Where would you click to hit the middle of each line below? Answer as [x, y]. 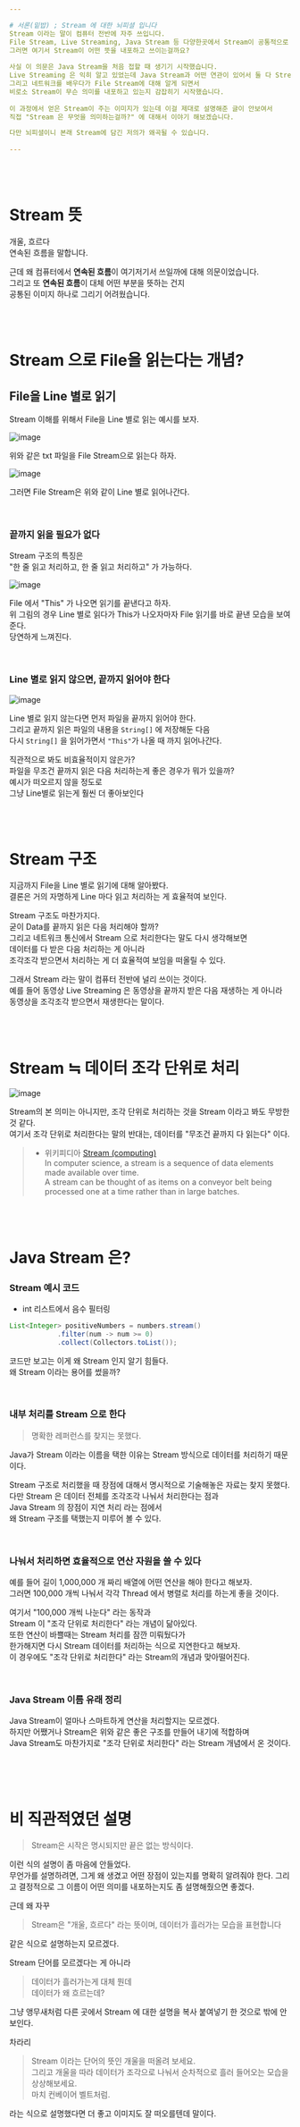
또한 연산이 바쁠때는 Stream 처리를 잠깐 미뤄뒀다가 [97, 1635]
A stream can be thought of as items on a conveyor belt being [158, 1182]
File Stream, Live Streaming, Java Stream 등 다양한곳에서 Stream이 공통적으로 [149, 42]
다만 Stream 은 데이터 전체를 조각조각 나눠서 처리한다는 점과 [114, 1496]
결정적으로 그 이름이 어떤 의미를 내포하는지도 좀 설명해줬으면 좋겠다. [136, 1886]
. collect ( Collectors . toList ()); [117, 1342]
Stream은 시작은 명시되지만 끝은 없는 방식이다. [112, 1845]
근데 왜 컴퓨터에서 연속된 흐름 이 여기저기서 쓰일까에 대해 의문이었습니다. [134, 271]
